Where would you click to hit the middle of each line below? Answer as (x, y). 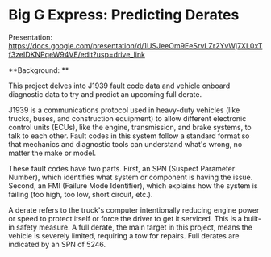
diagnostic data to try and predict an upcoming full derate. (105, 94)
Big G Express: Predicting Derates (124, 15)
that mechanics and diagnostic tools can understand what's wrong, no (125, 144)
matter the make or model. (52, 153)
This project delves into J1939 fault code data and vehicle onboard (119, 86)
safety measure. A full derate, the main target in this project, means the (134, 227)
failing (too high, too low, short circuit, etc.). (81, 194)
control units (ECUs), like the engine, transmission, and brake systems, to (130, 127)
